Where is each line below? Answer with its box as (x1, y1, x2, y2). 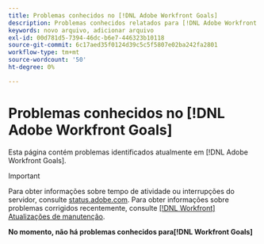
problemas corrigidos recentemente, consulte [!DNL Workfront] (8, 203, 216, 212)
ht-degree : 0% (8, 63, 55, 71)
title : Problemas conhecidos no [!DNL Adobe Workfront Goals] (8, 11, 218, 20)
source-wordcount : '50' (8, 56, 87, 64)
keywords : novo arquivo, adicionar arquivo (8, 26, 155, 34)
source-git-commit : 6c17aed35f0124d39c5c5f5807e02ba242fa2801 (8, 41, 218, 49)
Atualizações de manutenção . (8, 212, 105, 221)
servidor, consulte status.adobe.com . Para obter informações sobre (8, 195, 230, 204)
